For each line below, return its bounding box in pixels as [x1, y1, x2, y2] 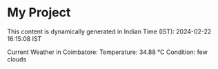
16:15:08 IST [7, 34, 42, 42]
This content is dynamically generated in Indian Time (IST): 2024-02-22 [7, 27, 212, 36]
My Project [7, 5, 71, 20]
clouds [7, 55, 27, 63]
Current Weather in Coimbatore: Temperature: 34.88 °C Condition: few [7, 48, 208, 56]
